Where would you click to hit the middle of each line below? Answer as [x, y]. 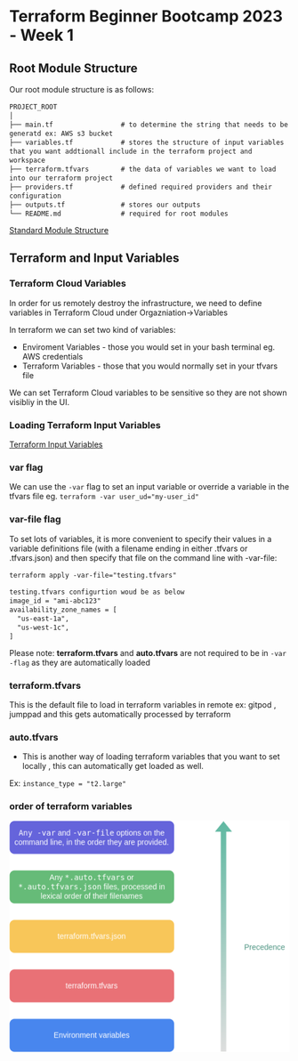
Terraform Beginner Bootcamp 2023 [146, 16]
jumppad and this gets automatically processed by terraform [120, 714]
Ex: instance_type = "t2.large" [68, 783]
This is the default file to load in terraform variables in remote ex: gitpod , [143, 704]
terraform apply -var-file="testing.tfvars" [93, 575]
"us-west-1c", [43, 628]
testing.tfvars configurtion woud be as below [97, 592]
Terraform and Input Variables [94, 259]
